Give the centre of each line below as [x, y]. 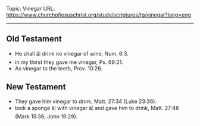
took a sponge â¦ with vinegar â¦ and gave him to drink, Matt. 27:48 [97, 108]
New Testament [36, 87]
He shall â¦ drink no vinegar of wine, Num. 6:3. [72, 53]
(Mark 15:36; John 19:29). [46, 116]
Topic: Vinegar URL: [31, 9]
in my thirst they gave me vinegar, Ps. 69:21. [69, 62]
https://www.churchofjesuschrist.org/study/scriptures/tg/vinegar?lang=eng [99, 15]
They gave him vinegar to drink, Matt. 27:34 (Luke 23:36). [85, 101]
